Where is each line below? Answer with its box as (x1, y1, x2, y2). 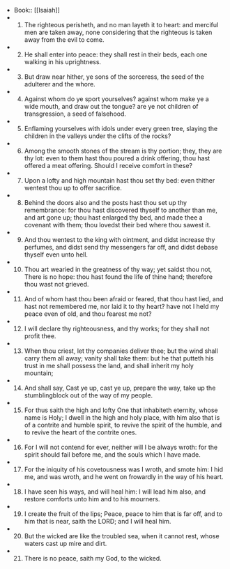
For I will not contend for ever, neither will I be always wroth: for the (24, 443, 218, 451)
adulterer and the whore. (24, 80, 95, 88)
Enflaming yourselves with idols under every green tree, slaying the (24, 125, 218, 132)
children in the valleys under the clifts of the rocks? (24, 132, 171, 140)
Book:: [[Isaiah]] (13, 6, 61, 14)
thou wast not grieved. (24, 280, 89, 288)
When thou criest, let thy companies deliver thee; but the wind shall (24, 347, 218, 355)
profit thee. (24, 332, 56, 340)
